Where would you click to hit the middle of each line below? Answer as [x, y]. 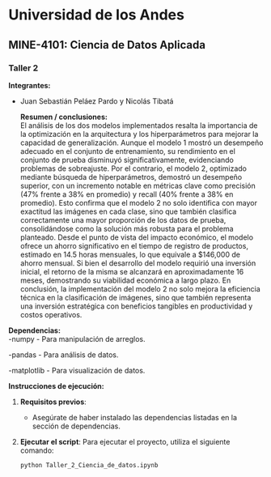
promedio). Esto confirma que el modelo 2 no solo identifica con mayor [138, 202]
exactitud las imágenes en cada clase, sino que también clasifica [128, 211]
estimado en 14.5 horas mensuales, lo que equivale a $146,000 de [130, 254]
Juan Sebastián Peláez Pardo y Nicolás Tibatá [97, 101]
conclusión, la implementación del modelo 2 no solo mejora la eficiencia [140, 288]
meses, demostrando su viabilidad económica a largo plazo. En [125, 280]
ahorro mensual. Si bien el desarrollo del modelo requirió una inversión [138, 263]
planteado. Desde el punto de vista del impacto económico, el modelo [136, 237]
